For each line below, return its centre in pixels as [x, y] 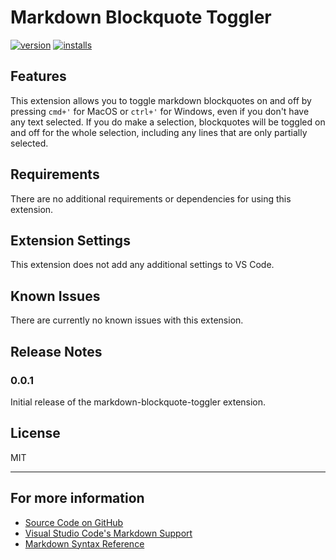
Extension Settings [70, 240]
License [35, 433]
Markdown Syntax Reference [84, 543]
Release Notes [56, 351]
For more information [77, 498]
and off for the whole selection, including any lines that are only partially [159, 132]
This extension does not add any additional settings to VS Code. [142, 265]
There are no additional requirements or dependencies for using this [151, 198]
